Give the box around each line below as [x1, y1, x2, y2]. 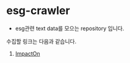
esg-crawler [6, 4, 70, 18]
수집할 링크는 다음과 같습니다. [6, 37, 77, 45]
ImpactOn [15, 50, 40, 57]
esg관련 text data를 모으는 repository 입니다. [15, 24, 125, 32]
